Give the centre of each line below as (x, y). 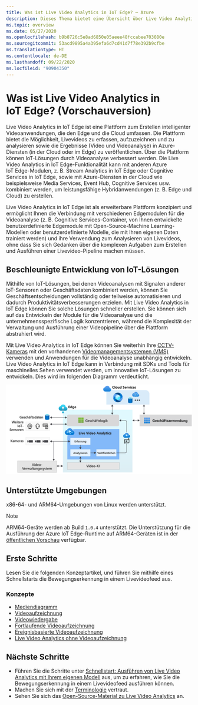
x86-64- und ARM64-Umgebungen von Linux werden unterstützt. (86, 505)
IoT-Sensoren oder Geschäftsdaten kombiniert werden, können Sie (87, 290)
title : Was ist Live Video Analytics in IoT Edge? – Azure (80, 12)
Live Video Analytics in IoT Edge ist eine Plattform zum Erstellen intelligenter (98, 127)
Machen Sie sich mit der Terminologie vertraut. (72, 690)
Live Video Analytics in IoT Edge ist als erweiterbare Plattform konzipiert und (99, 207)
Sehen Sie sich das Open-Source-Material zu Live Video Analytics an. (99, 696)
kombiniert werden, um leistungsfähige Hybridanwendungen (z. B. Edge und (99, 190)
